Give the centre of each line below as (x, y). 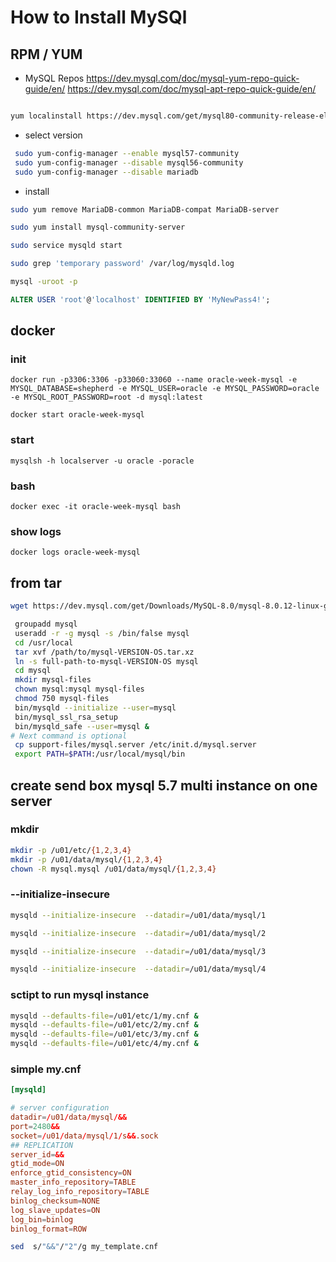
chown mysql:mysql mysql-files (79, 689)
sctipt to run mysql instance (80, 995)
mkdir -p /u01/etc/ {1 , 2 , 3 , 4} (71, 850)
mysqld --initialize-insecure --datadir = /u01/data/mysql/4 (138, 969)
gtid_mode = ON (37, 1164)
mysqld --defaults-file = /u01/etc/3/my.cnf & (104, 1034)
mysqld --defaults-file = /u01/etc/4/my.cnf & (104, 1044)
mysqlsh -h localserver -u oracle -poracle (102, 461)
